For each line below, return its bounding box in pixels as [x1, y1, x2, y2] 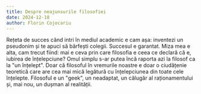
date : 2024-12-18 [6, 14, 50, 20]
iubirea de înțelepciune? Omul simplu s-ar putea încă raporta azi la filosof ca [6, 55, 196, 63]
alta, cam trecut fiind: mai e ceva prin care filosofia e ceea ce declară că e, [6, 49, 191, 56]
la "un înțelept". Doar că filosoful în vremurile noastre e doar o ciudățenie [6, 62, 187, 69]
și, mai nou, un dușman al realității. [6, 81, 92, 88]
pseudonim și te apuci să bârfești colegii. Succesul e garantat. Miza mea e [6, 43, 191, 50]
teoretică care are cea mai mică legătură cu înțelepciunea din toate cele [6, 68, 184, 75]
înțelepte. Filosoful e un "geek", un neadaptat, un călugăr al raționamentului [6, 74, 194, 81]
